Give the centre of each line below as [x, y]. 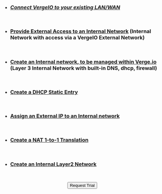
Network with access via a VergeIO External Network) [77, 38]
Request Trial [82, 186]
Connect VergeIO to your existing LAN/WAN [65, 7]
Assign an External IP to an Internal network [65, 116]
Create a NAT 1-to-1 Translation [49, 140]
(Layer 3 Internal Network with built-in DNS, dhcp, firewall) [84, 68]
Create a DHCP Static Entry [44, 92]
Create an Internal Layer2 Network [53, 164]
